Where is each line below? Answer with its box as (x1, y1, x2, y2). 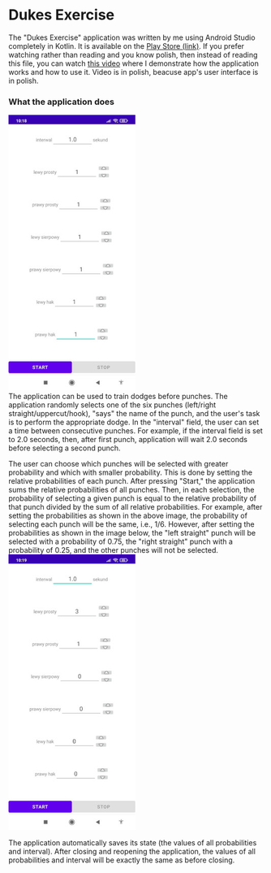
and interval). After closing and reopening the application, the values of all (8, 847, 256, 857)
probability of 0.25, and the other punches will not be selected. (8, 545, 219, 555)
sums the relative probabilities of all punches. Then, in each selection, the (8, 485, 255, 495)
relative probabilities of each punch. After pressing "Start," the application (8, 476, 256, 486)
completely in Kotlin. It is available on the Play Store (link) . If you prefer (8, 41, 245, 50)
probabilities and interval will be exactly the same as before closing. (8, 855, 235, 865)
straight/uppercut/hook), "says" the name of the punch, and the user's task (8, 409, 260, 419)
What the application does (8, 96, 115, 107)
